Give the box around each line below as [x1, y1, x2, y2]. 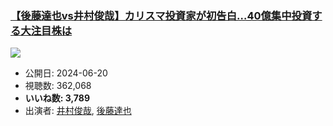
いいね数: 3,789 [24, 92, 90, 104]
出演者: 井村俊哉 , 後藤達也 [24, 105, 132, 117]
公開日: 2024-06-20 [24, 67, 108, 79]
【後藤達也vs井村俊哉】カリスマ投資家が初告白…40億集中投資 [10, 8, 313, 22]
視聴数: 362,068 [24, 80, 92, 92]
